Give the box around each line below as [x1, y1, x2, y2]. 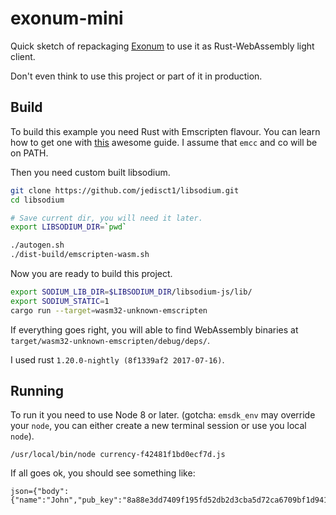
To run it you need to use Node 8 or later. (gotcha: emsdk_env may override [10, 409, 316, 421]
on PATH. [10, 147, 49, 159]
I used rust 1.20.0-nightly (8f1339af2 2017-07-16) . [10, 353, 225, 366]
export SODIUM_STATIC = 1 [10, 296, 110, 306]
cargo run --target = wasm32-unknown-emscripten [10, 305, 208, 316]
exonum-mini [10, 7, 124, 30]
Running [10, 383, 65, 400]
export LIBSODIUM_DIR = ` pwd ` [10, 222, 128, 232]
